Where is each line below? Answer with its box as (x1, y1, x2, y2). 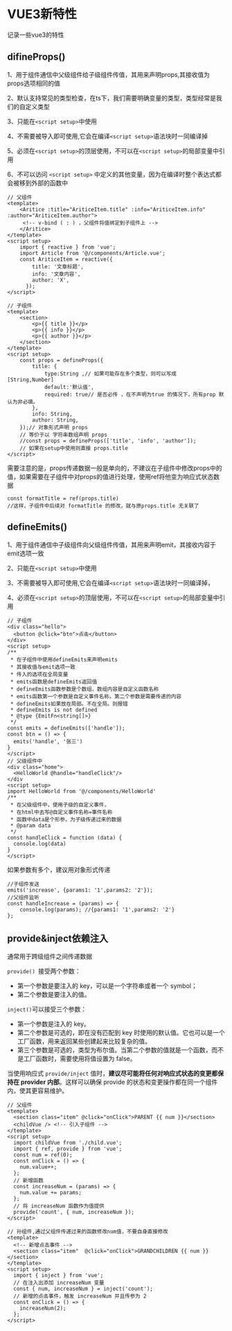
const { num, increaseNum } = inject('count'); (13, 1285, 154, 1293)
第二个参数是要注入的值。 (17, 991, 91, 999)
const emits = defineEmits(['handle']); (7, 724, 126, 731)
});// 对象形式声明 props (19, 424, 88, 430)
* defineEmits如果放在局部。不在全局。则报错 (10, 700, 128, 707)
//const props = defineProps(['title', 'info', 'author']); (19, 437, 197, 444)
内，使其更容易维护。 (7, 1086, 68, 1095)
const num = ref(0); (13, 1151, 73, 1158)
